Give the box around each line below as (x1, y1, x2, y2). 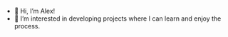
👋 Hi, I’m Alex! (14, 7, 56, 15)
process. (14, 22, 41, 30)
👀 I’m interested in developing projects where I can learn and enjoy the (14, 14, 222, 23)
